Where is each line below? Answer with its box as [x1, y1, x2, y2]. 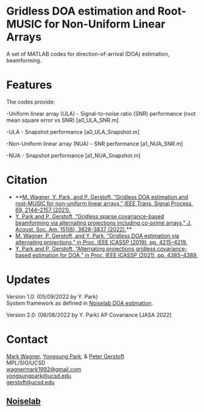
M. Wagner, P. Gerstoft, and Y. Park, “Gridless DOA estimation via [15, 232, 180, 239]
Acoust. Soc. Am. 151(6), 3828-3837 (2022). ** [15, 225, 132, 232]
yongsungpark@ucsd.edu [6, 372, 71, 379]
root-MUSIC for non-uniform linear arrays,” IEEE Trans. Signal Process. [15, 200, 193, 207]
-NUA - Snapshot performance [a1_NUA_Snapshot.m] [6, 152, 141, 159]
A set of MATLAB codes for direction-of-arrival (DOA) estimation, [6, 50, 170, 57]
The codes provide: [6, 98, 55, 105]
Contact [6, 332, 48, 346]
